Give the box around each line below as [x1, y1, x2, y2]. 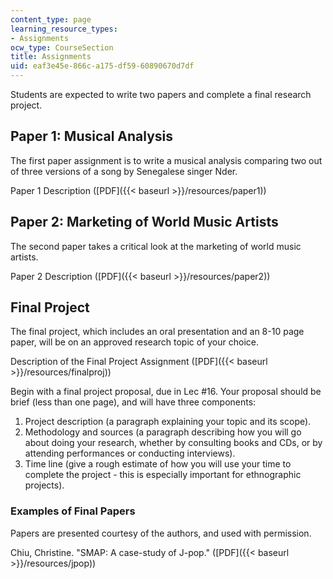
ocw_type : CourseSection [10, 42, 114, 53]
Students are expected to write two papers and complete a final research [10, 89, 312, 100]
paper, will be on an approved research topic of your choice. [10, 336, 259, 348]
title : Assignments [10, 52, 92, 62]
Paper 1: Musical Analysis [10, 128, 174, 145]
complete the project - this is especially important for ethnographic [24, 469, 302, 481]
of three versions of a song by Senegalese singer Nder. [10, 165, 238, 177]
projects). [24, 479, 65, 491]
